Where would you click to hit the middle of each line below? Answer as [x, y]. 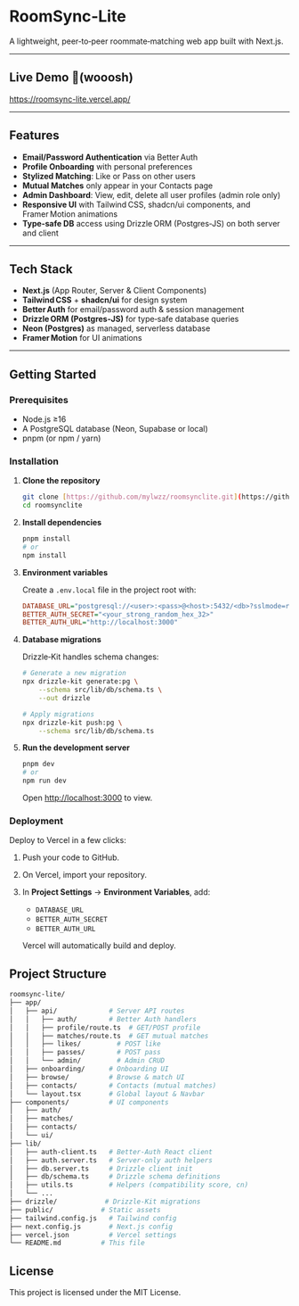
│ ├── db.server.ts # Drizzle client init [101, 1169]
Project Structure [58, 974]
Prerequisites [39, 400]
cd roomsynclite [52, 506]
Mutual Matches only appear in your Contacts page [117, 186]
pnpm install [46, 539]
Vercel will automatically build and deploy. [99, 946]
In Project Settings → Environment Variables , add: [116, 892]
